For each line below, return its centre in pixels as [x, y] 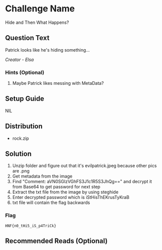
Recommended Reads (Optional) [56, 241]
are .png [21, 171]
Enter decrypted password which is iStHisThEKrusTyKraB [71, 197]
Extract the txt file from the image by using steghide [65, 192]
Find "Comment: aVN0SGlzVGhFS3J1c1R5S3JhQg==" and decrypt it [82, 182]
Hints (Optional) [25, 72]
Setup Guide [25, 99]
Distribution [24, 126]
